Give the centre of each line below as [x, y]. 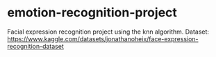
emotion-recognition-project [92, 13]
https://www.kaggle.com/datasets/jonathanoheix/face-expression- [103, 38]
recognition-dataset [35, 46]
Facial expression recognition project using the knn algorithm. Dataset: [108, 32]
